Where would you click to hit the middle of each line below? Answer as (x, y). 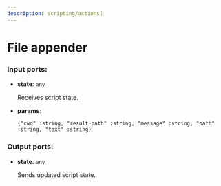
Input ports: (27, 69)
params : (29, 111)
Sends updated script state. (56, 175)
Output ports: (30, 147)
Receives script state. (48, 98)
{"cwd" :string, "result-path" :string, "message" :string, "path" (116, 124)
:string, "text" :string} (54, 130)
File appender (48, 47)
